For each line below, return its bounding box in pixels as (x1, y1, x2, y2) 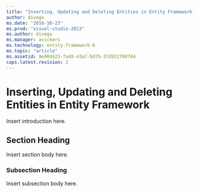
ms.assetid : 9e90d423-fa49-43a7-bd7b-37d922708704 (6, 54, 136, 60)
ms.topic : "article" (6, 48, 58, 54)
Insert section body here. (6, 151, 69, 158)
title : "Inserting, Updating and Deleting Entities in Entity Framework (6, 8, 193, 15)
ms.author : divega (6, 31, 52, 37)
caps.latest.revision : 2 (6, 59, 69, 65)
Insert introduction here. (6, 118, 66, 125)
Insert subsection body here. (6, 180, 78, 187)
